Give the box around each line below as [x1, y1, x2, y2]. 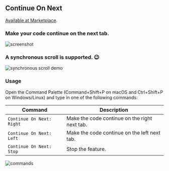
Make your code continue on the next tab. [5, 30, 110, 37]
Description [100, 106, 128, 113]
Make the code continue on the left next [66, 129, 161, 136]
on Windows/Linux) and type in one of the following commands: [5, 94, 138, 100]
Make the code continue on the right [66, 115, 152, 122]
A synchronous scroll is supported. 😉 [5, 54, 100, 61]
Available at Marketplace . [5, 17, 58, 23]
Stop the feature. [66, 145, 107, 152]
